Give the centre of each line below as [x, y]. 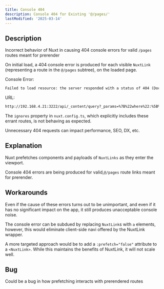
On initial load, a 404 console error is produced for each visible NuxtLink [78, 65]
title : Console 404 [25, 10]
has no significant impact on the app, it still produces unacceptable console [81, 210]
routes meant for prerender [32, 55]
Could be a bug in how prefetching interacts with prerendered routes [74, 281]
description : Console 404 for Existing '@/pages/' [58, 14]
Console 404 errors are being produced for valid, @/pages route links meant [80, 172]
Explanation [24, 146]
